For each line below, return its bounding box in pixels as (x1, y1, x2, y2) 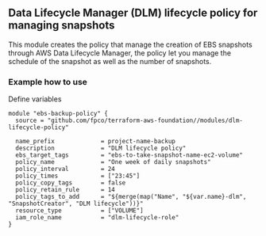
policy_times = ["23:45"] (15, 172, 141, 181)
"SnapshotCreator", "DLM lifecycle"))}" (8, 200, 145, 208)
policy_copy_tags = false (15, 179, 126, 187)
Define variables (8, 94, 62, 104)
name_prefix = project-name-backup (15, 138, 176, 146)
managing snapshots (8, 19, 115, 32)
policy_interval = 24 (15, 166, 115, 173)
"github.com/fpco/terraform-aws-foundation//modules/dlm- (47, 116, 244, 125)
